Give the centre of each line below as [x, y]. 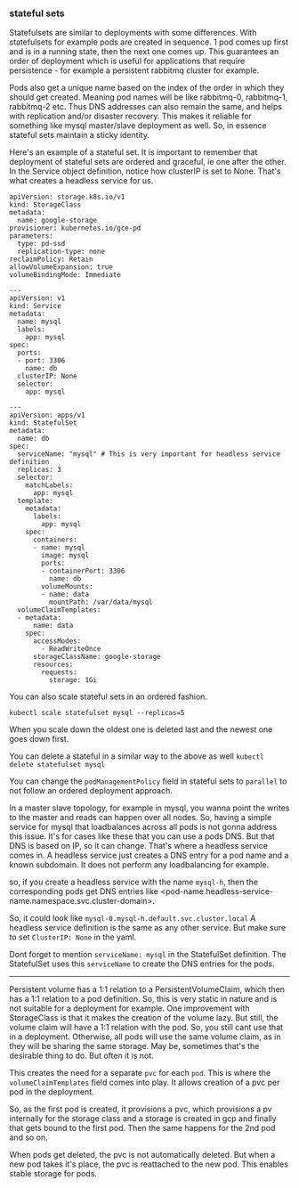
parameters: [31, 236]
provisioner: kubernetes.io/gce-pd [75, 228]
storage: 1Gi [73, 680]
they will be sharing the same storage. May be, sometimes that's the [134, 1046]
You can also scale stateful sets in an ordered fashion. [108, 696]
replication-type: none [61, 252]
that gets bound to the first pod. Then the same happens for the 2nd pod [142, 1128]
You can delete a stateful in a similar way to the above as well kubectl [137, 756]
